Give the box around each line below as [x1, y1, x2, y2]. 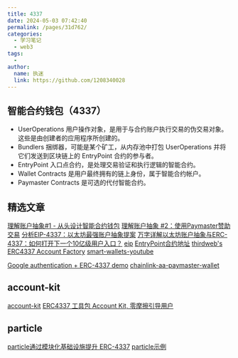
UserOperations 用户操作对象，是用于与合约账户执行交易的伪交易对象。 [17, 125, 228, 134]
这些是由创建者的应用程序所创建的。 [17, 134, 124, 142]
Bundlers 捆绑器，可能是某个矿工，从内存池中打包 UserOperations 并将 [17, 143, 226, 152]
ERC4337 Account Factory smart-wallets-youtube [7, 247, 154, 256]
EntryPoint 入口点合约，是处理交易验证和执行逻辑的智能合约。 [17, 161, 200, 169]
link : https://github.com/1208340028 [13, 76, 126, 84]
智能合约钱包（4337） [7, 105, 107, 117]
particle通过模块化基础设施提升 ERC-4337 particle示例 [7, 342, 167, 351]
